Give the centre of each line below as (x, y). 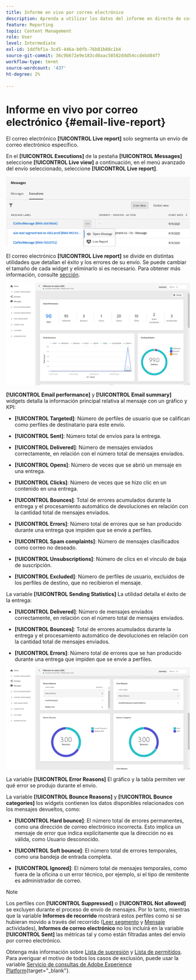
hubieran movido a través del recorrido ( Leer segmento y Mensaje (85, 922)
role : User (19, 37)
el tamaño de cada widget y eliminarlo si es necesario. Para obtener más (93, 268)
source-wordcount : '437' (36, 68)
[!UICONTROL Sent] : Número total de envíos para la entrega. (88, 436)
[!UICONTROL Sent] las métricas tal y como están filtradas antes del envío (96, 934)
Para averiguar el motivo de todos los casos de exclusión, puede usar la (92, 958)
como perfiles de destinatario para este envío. (70, 425)
